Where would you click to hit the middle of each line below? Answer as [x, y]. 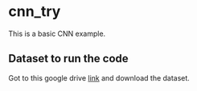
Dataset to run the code [68, 59]
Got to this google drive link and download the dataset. [99, 77]
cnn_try [35, 12]
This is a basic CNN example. [57, 34]
